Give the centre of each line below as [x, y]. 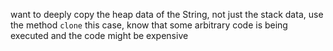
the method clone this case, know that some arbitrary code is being [149, 25]
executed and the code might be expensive [99, 35]
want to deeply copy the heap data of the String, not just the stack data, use [167, 14]
